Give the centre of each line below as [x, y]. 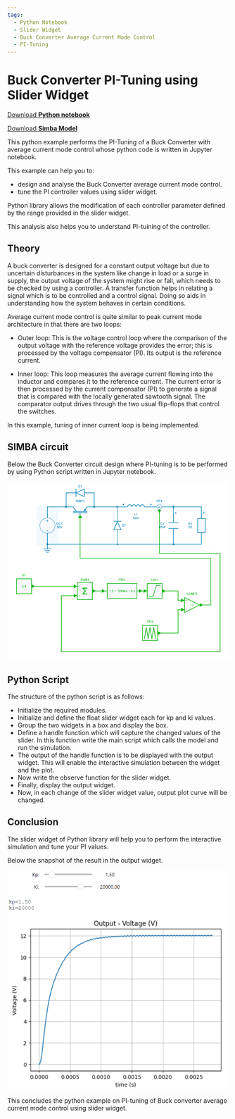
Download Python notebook [49, 115]
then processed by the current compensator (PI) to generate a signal [117, 389]
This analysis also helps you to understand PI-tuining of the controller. [109, 227]
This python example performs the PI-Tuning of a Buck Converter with [109, 142]
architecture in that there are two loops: [64, 324]
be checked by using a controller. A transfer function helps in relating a [110, 288]
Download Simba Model [43, 129]
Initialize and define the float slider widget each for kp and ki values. [116, 718]
